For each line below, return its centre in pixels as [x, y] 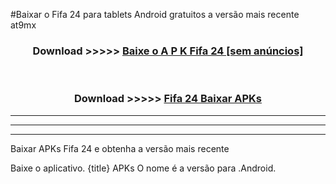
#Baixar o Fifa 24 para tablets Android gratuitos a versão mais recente [155, 14]
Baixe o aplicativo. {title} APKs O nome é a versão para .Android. [143, 168]
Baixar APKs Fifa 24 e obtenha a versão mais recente [120, 148]
